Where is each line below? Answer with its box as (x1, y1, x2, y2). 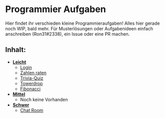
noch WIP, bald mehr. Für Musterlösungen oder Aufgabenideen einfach (5, 25, 153, 31)
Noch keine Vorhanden (20, 96, 68, 102)
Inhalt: (5, 45, 26, 54)
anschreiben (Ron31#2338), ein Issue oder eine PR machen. (5, 31, 130, 37)
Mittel (12, 91, 25, 97)
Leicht (12, 59, 26, 65)
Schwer (12, 102, 29, 108)
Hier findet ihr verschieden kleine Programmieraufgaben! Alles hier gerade (5, 20, 160, 26)
